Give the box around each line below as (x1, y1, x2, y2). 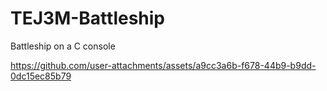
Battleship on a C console (10, 40, 116, 52)
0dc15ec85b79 (10, 70, 72, 82)
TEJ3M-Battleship (10, 7, 165, 30)
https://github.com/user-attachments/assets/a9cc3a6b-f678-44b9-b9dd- (10, 59, 317, 71)
